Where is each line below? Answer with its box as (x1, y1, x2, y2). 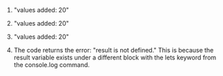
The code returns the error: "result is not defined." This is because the (13, 46, 214, 54)
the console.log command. (13, 61, 90, 68)
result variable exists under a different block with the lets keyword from (13, 53, 217, 61)
